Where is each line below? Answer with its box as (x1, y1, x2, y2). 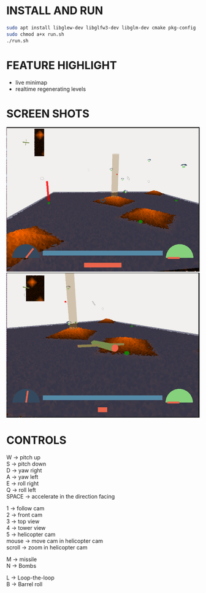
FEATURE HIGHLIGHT (6, 58, 118, 72)
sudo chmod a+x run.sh (6, 31, 64, 37)
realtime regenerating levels (15, 85, 86, 93)
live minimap (15, 78, 48, 86)
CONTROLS (6, 434, 67, 448)
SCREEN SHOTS (6, 107, 90, 120)
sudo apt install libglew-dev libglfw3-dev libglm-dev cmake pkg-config (6, 25, 196, 31)
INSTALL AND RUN (6, 4, 104, 18)
